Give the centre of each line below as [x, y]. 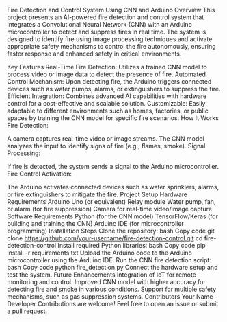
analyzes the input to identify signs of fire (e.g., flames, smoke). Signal [106, 146]
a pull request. [27, 311]
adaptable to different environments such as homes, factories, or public [108, 111]
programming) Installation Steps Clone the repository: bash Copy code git [111, 231]
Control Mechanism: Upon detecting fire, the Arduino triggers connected [109, 81]
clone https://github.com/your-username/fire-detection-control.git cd [105, 238]
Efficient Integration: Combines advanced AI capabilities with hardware [107, 96]
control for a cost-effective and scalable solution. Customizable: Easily [106, 103]
